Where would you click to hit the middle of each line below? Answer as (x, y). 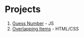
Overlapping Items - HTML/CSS (46, 28)
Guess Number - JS (33, 23)
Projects (23, 9)
